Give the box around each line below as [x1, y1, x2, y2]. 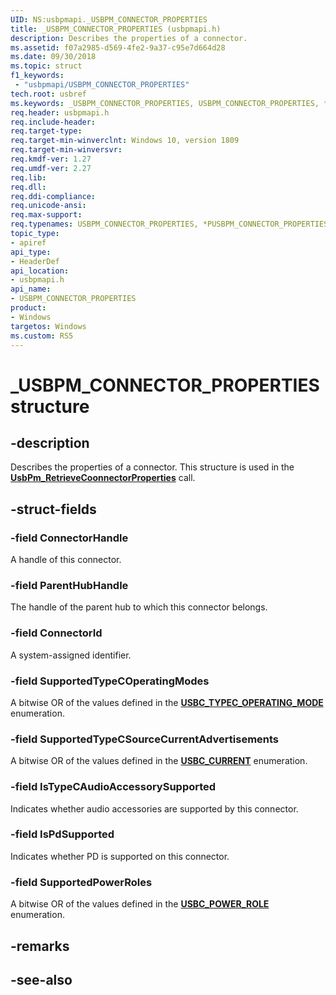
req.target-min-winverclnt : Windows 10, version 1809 [10, 136, 240, 146]
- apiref [10, 237, 47, 248]
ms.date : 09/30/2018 [10, 52, 97, 62]
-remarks [10, 937, 70, 955]
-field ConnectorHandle [10, 531, 129, 545]
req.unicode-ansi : [10, 201, 87, 211]
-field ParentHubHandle [10, 578, 129, 592]
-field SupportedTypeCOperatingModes [10, 674, 210, 688]
